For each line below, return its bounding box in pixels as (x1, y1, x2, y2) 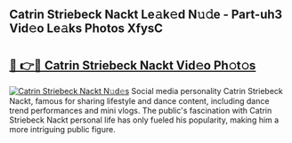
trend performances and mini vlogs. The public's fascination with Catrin (9, 106, 272, 115)
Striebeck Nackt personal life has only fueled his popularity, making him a (9, 115, 280, 125)
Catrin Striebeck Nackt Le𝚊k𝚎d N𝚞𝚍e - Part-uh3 (9, 7, 283, 22)
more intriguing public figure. (9, 124, 116, 134)
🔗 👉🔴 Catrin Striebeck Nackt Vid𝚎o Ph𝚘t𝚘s (9, 58, 256, 73)
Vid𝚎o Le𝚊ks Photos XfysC (9, 21, 163, 36)
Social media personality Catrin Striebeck (131, 86, 283, 96)
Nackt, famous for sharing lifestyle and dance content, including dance (9, 96, 270, 106)
